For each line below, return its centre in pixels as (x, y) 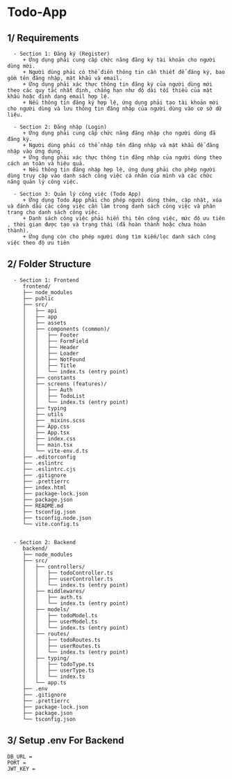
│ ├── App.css (46, 426)
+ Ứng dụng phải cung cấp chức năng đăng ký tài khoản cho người (119, 60)
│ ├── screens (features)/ (65, 384)
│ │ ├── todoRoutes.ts (61, 640)
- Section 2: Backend (45, 542)
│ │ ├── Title (49, 365)
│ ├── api (40, 311)
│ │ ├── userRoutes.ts (61, 646)
